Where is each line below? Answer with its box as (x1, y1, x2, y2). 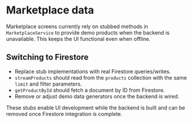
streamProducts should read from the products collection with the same (14, 74, 187, 81)
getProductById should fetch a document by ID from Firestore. (14, 86, 165, 94)
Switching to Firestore (6, 52, 89, 62)
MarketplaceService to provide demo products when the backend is (6, 29, 169, 36)
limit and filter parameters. (14, 80, 82, 87)
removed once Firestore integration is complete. (6, 110, 122, 117)
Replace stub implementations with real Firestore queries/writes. (14, 68, 171, 75)
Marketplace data (6, 4, 94, 17)
